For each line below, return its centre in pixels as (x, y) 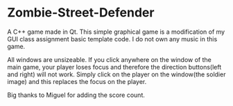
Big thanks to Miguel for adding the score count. (76, 95)
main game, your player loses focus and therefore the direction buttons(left (114, 67)
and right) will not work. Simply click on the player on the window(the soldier (116, 74)
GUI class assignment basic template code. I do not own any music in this (112, 39)
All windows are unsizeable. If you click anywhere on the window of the (109, 59)
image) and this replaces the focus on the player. (77, 81)
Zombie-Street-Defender (81, 13)
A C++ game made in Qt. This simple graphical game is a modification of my (116, 32)
